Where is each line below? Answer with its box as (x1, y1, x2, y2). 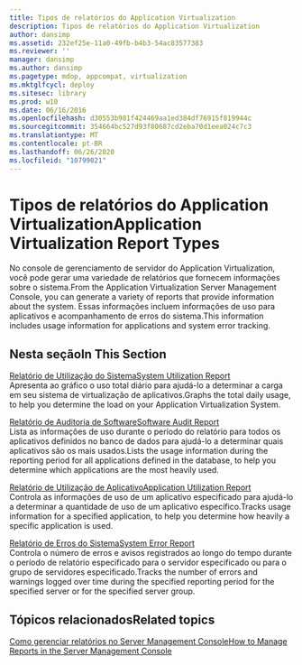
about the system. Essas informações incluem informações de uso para (9, 301, 276, 312)
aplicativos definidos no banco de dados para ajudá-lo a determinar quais (9, 436, 284, 447)
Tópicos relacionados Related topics (9, 612, 215, 627)
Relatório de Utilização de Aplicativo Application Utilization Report (9, 482, 252, 493)
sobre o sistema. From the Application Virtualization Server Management (9, 282, 277, 293)
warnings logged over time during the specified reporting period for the (9, 577, 275, 587)
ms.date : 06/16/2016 (9, 106, 87, 115)
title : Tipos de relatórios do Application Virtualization (9, 13, 236, 23)
